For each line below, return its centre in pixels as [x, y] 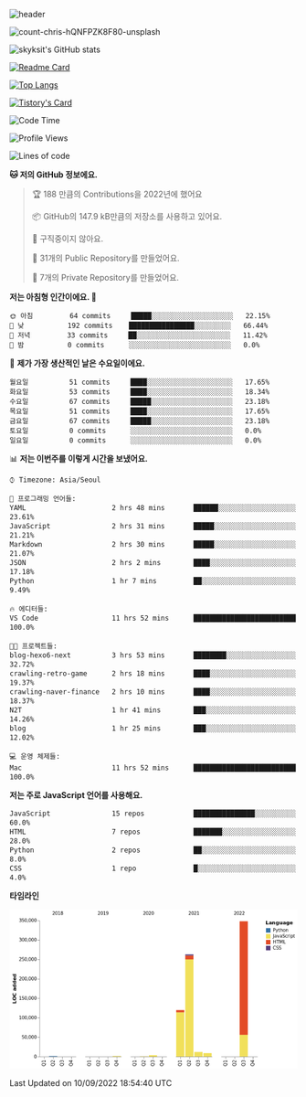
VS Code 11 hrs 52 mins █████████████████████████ [153, 618]
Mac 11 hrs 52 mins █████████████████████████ [153, 768]
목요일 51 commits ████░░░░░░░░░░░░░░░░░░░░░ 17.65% [140, 411]
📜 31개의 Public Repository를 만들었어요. [106, 258]
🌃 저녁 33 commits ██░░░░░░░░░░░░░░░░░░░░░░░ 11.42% [138, 335]
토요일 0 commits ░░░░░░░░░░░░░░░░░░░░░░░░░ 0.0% [136, 431]
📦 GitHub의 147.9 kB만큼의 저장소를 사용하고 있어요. [127, 216]
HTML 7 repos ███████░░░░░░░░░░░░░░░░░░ [153, 832]
